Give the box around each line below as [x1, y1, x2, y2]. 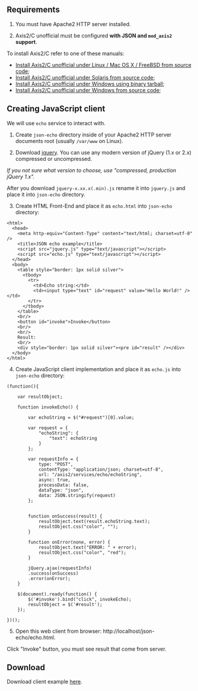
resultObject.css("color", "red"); [38, 549, 127, 556]
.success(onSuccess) [28, 570, 79, 576]
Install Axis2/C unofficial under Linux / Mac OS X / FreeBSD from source [15, 61, 191, 68]
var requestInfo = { [28, 456, 79, 462]
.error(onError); [28, 575, 71, 581]
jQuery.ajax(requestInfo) [28, 565, 92, 571]
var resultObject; [17, 394, 63, 400]
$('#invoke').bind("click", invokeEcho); [28, 596, 132, 602]
